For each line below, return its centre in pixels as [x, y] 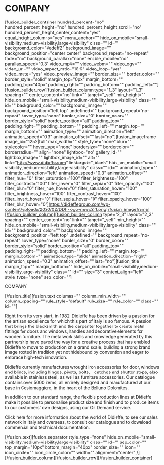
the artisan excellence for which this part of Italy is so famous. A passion [78, 321]
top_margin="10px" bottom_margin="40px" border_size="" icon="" [73, 447]
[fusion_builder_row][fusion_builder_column [49, 90]
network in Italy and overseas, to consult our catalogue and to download [78, 422]
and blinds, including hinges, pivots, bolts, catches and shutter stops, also [82, 372]
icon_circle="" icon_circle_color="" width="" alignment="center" [70, 452]
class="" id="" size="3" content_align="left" [99, 272]
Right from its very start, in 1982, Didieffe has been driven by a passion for [80, 316]
